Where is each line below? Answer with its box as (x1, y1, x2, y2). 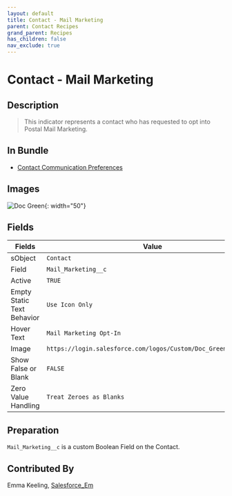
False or (10, 364, 37, 373)
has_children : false (7, 36, 67, 43)
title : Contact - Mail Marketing (7, 17, 104, 23)
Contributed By (7, 463, 75, 475)
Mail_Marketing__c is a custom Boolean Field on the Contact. (7, 443, 180, 451)
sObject (10, 253, 37, 263)
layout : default (7, 10, 54, 17)
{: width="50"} (44, 201, 86, 210)
